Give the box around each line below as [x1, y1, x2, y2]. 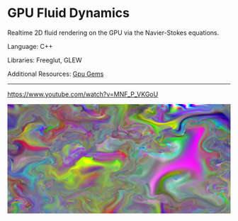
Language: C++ [7, 42, 53, 50]
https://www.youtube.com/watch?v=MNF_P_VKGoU [7, 90, 159, 98]
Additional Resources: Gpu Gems [7, 69, 104, 78]
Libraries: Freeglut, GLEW [7, 55, 82, 64]
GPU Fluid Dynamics [7, 5, 130, 21]
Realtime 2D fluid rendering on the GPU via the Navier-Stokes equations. [7, 28, 220, 37]
